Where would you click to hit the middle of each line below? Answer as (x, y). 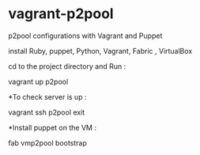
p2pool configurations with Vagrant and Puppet (85, 36)
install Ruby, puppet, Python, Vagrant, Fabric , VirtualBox (100, 51)
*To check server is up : (47, 96)
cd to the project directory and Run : (67, 66)
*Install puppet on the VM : (53, 127)
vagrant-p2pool (61, 14)
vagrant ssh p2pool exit (47, 112)
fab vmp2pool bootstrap (47, 142)
